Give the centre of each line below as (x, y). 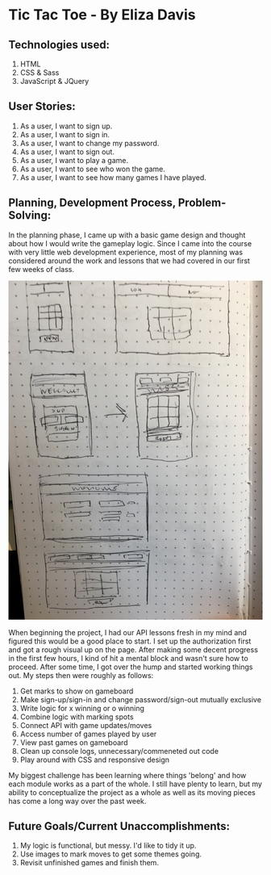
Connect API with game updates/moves (86, 725)
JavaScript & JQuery (54, 81)
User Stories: (42, 107)
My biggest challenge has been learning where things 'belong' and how (127, 775)
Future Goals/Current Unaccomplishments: (119, 826)
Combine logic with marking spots (77, 717)
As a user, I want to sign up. (66, 126)
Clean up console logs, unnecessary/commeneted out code (119, 751)
